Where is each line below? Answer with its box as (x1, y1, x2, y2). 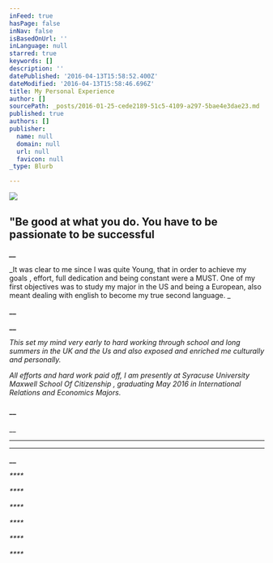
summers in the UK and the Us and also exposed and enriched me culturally (9, 346, 265, 356)
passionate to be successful (9, 228, 155, 241)
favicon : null (16, 155, 64, 163)
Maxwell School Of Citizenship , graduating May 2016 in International (9, 378, 241, 389)
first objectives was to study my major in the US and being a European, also (9, 281, 262, 292)
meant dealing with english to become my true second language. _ (9, 290, 232, 300)
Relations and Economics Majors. (9, 387, 122, 397)
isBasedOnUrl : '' (9, 34, 68, 43)
